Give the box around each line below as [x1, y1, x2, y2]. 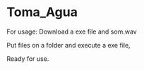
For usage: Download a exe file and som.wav [6, 27, 137, 36]
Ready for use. [6, 54, 49, 63]
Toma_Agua [6, 4, 78, 20]
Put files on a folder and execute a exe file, [6, 41, 131, 49]
